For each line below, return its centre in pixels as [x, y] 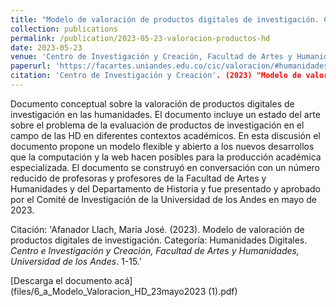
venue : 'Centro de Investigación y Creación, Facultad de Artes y [151, 57]
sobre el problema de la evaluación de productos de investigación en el [157, 125]
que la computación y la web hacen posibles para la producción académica [166, 157]
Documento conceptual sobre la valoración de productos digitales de [152, 103]
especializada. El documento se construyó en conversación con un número [165, 167]
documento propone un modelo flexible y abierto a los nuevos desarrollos [162, 146]
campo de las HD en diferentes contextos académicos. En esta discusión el [165, 135]
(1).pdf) [223, 291]
